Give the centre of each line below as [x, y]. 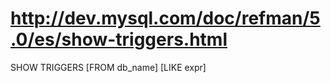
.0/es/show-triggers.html [119, 39]
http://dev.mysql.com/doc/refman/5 [165, 18]
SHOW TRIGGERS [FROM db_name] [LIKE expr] [108, 67]
